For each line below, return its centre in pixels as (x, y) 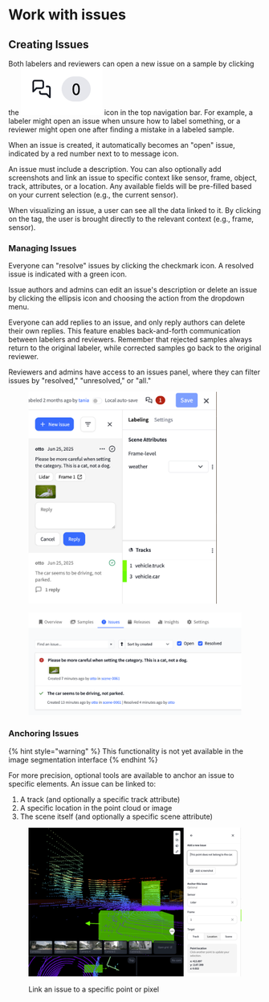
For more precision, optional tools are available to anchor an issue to (121, 775)
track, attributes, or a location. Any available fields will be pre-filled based (130, 186)
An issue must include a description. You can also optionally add (115, 169)
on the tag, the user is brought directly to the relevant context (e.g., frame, (131, 219)
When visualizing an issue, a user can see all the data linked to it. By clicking (135, 210)
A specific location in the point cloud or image (96, 808)
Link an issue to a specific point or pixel (94, 989)
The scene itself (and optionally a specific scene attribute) (116, 816)
